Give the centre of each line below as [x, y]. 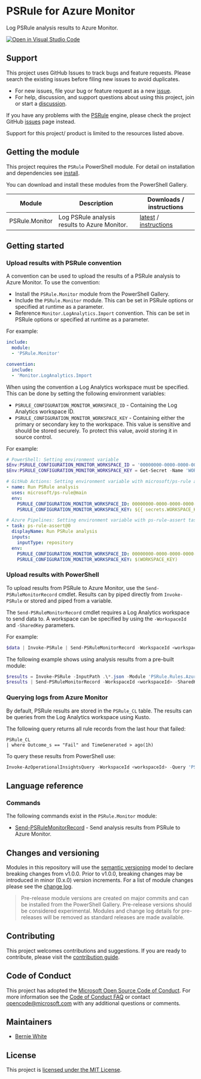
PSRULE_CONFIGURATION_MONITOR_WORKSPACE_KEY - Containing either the [100, 418]
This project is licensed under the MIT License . [64, 1070]
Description [96, 203]
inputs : [21, 537]
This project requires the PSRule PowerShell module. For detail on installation [100, 166]
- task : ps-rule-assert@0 [38, 526]
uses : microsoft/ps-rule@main [49, 493]
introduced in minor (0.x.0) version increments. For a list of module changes [100, 880]
